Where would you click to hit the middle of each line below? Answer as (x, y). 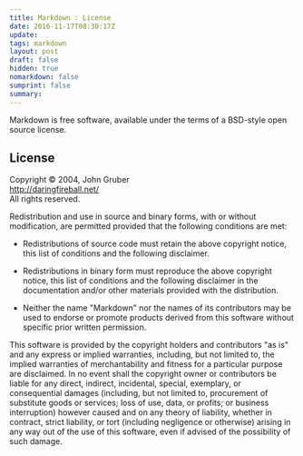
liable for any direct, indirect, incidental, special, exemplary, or (126, 383)
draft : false (34, 60)
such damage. (36, 441)
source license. (38, 129)
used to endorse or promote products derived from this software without (158, 318)
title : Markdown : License (60, 18)
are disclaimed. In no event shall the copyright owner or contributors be (143, 374)
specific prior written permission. (84, 327)
